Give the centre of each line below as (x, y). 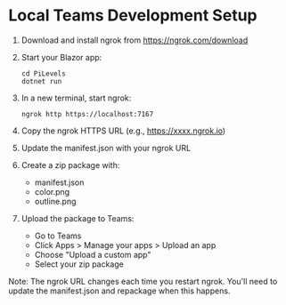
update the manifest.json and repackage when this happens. (119, 291)
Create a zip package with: (70, 165)
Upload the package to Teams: (78, 218)
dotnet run (41, 81)
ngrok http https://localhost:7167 (87, 114)
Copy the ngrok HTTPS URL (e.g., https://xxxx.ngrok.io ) (123, 131)
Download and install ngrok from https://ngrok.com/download (135, 40)
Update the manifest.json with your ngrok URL (106, 148)
